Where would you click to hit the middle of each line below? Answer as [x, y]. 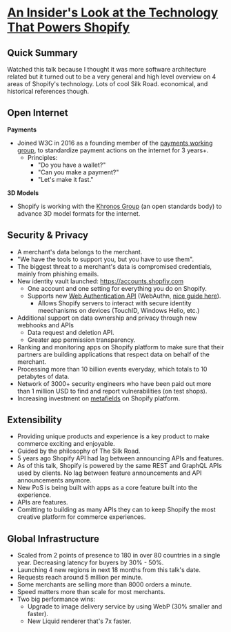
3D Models [23, 193]
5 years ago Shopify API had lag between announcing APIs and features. [120, 458]
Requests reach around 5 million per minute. [80, 578]
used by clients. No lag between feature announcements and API [109, 473]
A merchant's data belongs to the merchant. [80, 252]
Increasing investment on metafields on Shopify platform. [99, 398]
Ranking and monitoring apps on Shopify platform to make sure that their [120, 347]
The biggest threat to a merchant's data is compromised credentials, [114, 266]
